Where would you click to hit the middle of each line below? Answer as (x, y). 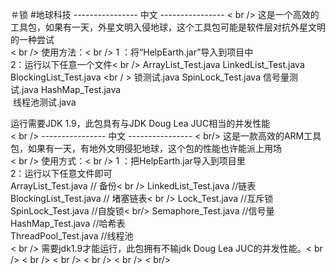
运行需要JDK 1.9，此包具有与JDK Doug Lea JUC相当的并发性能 (140, 123)
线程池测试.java (44, 102)
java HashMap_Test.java (71, 89)
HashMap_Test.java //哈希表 (68, 223)
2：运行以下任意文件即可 (61, 173)
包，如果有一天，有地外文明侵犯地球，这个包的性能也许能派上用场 (146, 148)
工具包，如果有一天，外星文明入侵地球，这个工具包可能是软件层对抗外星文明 (168, 27)
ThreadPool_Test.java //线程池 (72, 236)
